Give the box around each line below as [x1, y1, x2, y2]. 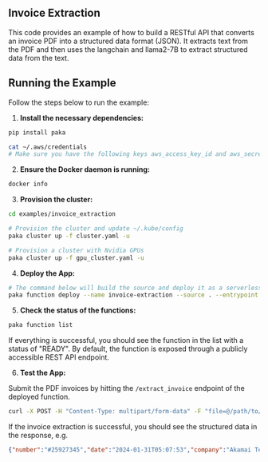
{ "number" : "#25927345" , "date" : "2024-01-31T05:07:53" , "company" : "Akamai [8, 446, 251, 454]
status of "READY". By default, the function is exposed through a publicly [8, 344, 248, 354]
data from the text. [8, 53, 69, 62]
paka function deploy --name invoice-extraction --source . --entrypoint [8, 291, 259, 299]
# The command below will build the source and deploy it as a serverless [8, 284, 262, 292]
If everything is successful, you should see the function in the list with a [8, 336, 244, 345]
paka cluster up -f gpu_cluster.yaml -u [8, 253, 145, 262]
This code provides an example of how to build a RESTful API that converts [8, 27, 255, 37]
